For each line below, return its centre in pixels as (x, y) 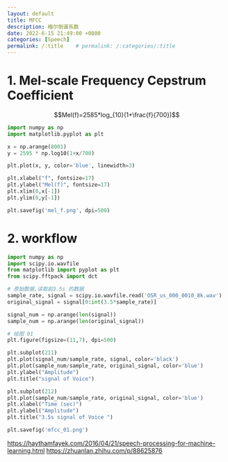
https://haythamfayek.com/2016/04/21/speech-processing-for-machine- (111, 443)
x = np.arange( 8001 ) (37, 147)
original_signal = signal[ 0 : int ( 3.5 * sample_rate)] (82, 302)
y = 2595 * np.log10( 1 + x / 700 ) (51, 153)
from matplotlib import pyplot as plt (63, 270)
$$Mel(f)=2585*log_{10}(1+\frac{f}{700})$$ (117, 114)
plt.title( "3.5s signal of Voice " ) (60, 417)
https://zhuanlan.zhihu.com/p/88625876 (104, 450)
